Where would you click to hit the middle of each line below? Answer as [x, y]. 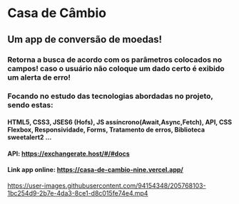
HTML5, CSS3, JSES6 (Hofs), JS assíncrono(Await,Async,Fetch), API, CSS [120, 122]
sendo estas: [30, 105]
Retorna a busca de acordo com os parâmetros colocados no [115, 60]
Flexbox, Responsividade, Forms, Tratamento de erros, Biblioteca [106, 130]
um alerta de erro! [39, 77]
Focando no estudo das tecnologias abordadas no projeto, [110, 96]
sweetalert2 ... [30, 137]
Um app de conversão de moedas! [85, 39]
